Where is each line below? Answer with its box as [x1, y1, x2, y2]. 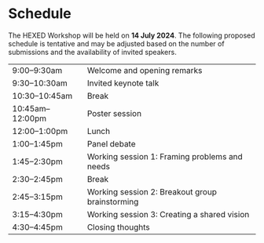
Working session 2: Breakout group [86, 186, 218, 197]
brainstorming [86, 196, 139, 207]
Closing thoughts [86, 221, 151, 232]
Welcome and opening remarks [86, 64, 203, 75]
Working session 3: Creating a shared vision [86, 209, 250, 219]
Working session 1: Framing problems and [86, 151, 244, 161]
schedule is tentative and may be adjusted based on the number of [8, 38, 225, 48]
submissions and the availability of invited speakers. [8, 47, 177, 56]
